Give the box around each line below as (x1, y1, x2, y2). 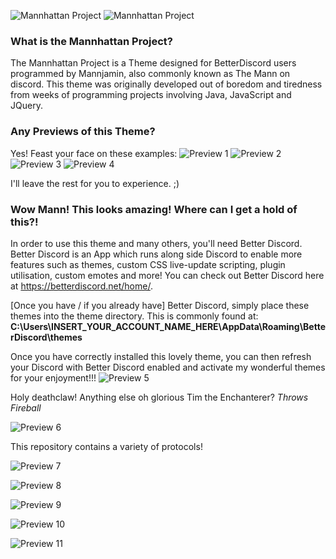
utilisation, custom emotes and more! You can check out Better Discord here (10, 269, 325, 281)
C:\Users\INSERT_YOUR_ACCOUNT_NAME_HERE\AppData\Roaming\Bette (10, 320, 326, 332)
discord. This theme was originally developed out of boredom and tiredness (10, 78, 323, 90)
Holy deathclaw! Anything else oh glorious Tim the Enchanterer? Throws (10, 391, 309, 403)
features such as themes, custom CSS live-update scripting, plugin (10, 258, 286, 270)
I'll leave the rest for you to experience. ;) (10, 177, 180, 189)
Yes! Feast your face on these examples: (10, 147, 178, 159)
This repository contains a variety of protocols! (10, 440, 203, 452)
